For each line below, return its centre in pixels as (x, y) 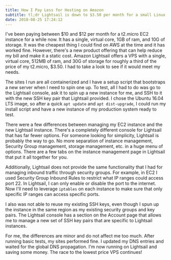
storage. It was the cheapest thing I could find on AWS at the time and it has (85, 45)
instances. (16, 226)
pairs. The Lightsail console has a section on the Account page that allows (83, 215)
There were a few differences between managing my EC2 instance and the (84, 125)
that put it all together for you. (36, 157)
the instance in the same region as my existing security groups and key (80, 210)
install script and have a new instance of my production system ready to (81, 109)
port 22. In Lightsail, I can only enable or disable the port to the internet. (81, 183)
